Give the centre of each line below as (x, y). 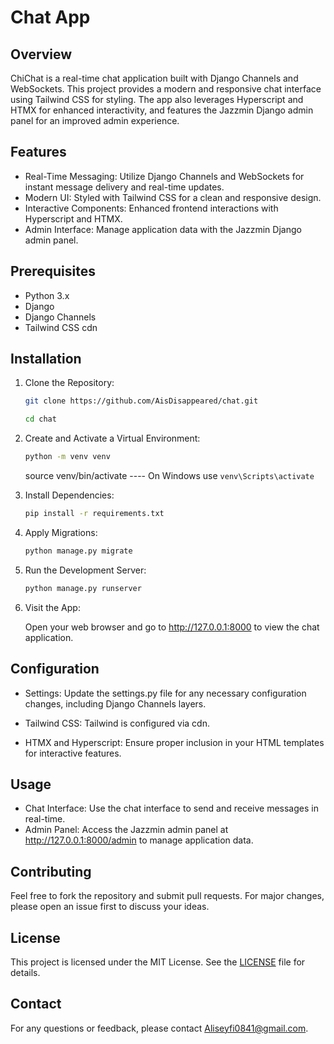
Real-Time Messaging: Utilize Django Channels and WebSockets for (164, 176)
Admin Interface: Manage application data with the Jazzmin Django (163, 229)
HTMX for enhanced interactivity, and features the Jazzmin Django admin (162, 110)
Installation (46, 359)
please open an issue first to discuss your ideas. (110, 907)
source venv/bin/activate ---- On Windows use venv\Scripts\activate (169, 476)
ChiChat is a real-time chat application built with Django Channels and (154, 78)
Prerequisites (53, 271)
